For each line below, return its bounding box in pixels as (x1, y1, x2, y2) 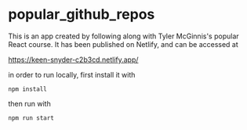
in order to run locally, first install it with (8, 70, 136, 79)
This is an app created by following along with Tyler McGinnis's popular (8, 31, 239, 41)
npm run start (8, 114, 55, 122)
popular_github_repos (8, 5, 155, 23)
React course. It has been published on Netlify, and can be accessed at (8, 39, 239, 49)
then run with (8, 99, 51, 108)
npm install (8, 85, 47, 93)
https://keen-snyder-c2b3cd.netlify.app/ (8, 55, 139, 64)
